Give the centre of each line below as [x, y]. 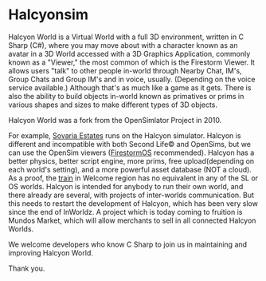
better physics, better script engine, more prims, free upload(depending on [131, 160]
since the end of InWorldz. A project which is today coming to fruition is [125, 212]
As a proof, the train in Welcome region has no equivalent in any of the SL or [133, 178]
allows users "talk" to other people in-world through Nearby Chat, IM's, [125, 70]
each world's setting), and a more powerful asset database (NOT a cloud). [130, 169]
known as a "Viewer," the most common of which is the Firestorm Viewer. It [131, 62]
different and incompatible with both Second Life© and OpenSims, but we [129, 144]
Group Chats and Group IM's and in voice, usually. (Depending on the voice [132, 79]
